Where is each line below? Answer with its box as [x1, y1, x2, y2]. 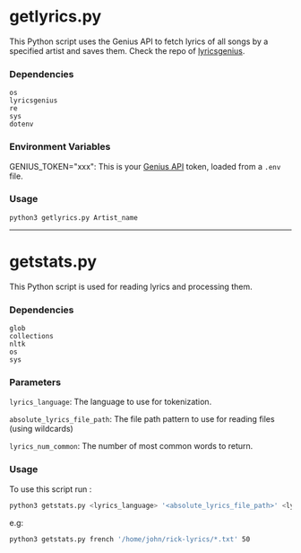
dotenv [9, 119, 34, 129]
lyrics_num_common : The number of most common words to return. [9, 441, 254, 452]
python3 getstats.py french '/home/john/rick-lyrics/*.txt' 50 [9, 534, 251, 544]
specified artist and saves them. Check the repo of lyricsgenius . [9, 45, 245, 56]
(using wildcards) [9, 424, 73, 434]
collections [9, 332, 54, 341]
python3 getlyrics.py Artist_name [9, 213, 139, 222]
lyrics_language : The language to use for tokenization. [9, 397, 212, 408]
